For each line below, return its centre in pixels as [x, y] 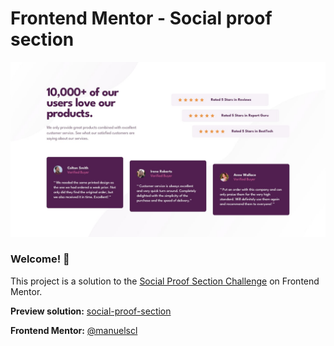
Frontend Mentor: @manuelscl [74, 330]
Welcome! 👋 [40, 259]
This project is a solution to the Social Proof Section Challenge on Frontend [165, 281]
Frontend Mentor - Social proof [141, 18]
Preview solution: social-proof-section [91, 311]
